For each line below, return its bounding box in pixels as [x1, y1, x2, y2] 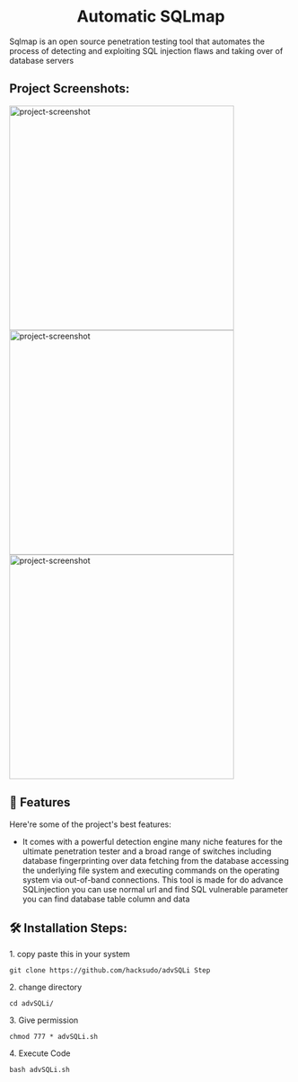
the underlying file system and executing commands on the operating [22, 865, 280, 875]
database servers [9, 55, 74, 66]
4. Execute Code [9, 1048, 71, 1059]
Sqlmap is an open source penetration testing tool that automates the [9, 36, 265, 47]
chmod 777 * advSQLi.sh [9, 1033, 99, 1042]
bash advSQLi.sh [9, 1066, 70, 1075]
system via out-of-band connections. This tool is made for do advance [22, 874, 284, 885]
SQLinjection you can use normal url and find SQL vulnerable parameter [22, 884, 289, 894]
